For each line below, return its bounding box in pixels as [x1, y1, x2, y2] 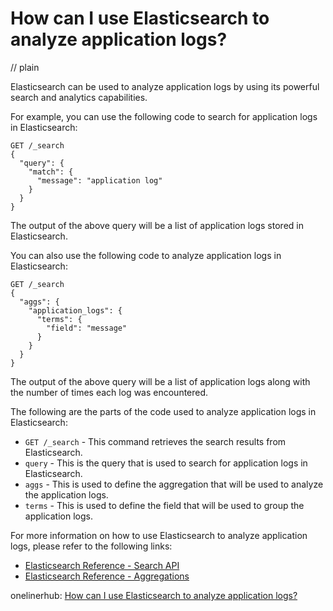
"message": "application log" [36, 175, 163, 186]
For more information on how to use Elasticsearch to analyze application [10, 529, 308, 541]
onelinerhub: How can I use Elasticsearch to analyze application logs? [10, 589, 298, 601]
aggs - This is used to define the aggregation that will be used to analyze [24, 478, 324, 490]
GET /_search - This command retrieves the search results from [24, 435, 287, 447]
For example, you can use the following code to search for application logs [10, 110, 318, 122]
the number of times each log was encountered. [10, 386, 209, 398]
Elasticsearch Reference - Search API [24, 559, 180, 571]
